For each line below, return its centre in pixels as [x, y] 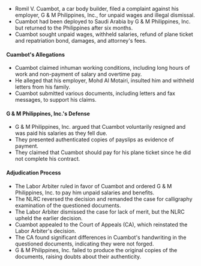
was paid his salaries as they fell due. [61, 133]
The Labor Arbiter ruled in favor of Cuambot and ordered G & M [93, 186]
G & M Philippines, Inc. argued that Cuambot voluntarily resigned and [100, 127]
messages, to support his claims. [56, 100]
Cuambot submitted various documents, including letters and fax [95, 93]
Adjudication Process [34, 173]
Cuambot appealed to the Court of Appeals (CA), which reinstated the [101, 224]
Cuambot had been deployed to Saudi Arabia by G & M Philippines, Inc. [103, 21]
